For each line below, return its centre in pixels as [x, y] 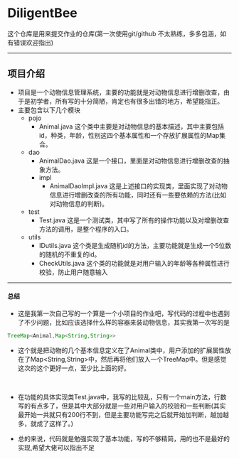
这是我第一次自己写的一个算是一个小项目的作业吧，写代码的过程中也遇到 [123, 313]
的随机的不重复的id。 [70, 254]
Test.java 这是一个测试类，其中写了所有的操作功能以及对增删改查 [134, 220]
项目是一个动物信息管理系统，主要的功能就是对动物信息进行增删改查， [121, 92]
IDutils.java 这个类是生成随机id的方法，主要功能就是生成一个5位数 [135, 245]
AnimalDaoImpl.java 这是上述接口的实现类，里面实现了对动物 [139, 185]
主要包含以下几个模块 [49, 110]
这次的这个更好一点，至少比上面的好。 [74, 368]
